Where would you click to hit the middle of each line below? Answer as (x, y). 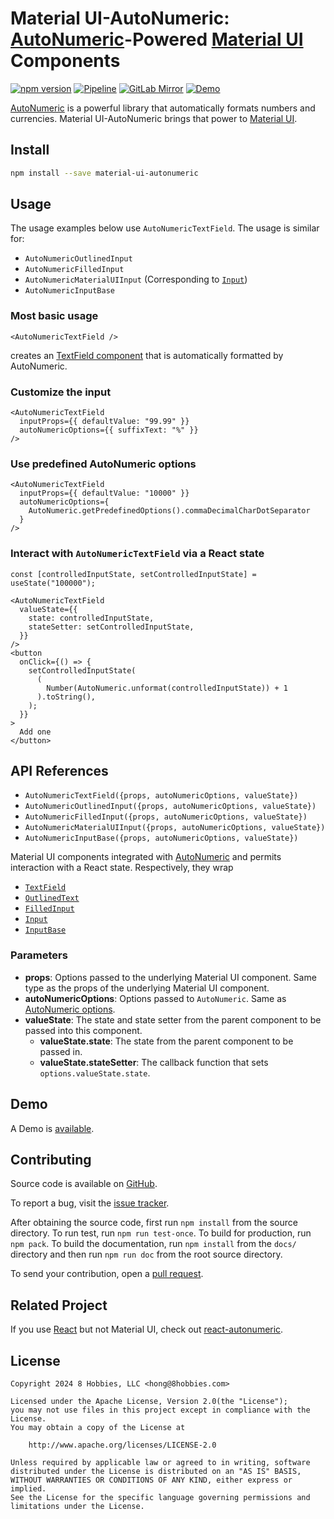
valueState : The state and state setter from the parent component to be (173, 1019)
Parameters (39, 955)
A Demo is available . (52, 1128)
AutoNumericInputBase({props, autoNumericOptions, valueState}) (161, 838)
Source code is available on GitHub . (84, 1184)
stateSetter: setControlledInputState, (111, 627)
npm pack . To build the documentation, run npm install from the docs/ (153, 1244)
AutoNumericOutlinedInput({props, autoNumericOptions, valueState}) (170, 807)
